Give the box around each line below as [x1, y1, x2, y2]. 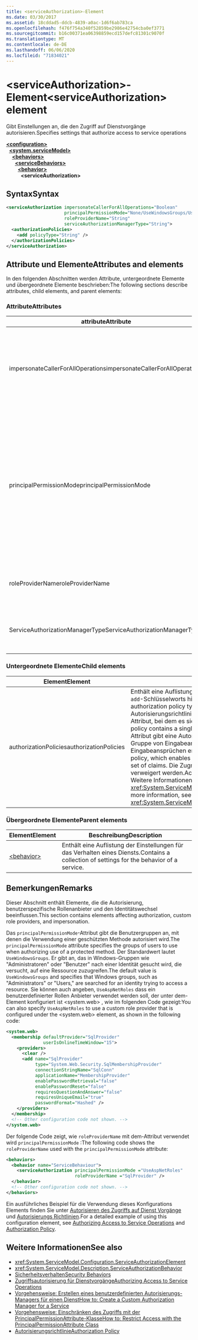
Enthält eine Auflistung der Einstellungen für [61, 841, 184, 850]
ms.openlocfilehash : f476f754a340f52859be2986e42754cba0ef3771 [6, 25, 165, 31]
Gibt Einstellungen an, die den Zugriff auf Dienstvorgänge [6, 122, 146, 130]
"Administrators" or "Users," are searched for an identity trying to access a [6, 979, 187, 987]
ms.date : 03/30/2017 [6, 14, 57, 20]
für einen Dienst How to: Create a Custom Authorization [40, 1296, 175, 1303]
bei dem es [154, 717, 185, 725]
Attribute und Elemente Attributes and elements [6, 259, 184, 269]
